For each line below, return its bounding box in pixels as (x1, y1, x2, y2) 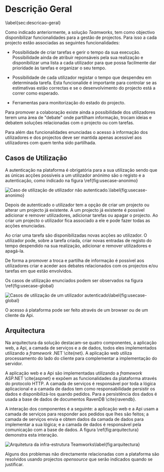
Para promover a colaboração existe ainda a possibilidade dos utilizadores (5, 109, 156, 115)
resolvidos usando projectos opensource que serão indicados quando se (5, 456, 153, 462)
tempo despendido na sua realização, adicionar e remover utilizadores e (5, 243, 151, 249)
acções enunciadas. (5, 222, 46, 228)
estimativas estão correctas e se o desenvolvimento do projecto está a (12, 85, 156, 91)
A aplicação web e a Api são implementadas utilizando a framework (5, 370, 142, 376)
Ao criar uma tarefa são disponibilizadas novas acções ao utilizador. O (5, 232, 147, 238)
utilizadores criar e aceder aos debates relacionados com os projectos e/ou (5, 262, 158, 269)
